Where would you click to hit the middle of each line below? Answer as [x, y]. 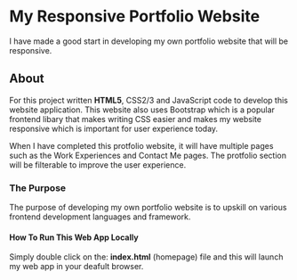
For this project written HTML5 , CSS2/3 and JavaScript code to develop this [149, 100]
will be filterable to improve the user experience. [98, 165]
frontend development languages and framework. [100, 217]
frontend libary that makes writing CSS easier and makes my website [136, 119]
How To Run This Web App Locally [74, 237]
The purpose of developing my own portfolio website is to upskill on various [148, 208]
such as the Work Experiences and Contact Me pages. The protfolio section [148, 155]
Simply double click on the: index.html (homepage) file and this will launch [146, 257]
